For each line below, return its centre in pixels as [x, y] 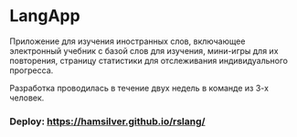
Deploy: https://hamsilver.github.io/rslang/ [107, 121]
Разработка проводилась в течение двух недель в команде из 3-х [139, 88]
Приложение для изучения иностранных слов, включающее [127, 41]
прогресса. [32, 70]
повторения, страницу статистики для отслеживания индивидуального [148, 60]
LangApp [45, 16]
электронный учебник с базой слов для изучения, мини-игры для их [144, 50]
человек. [27, 98]
